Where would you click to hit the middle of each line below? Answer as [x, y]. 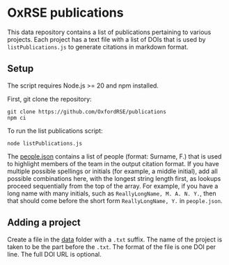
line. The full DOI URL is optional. [55, 254]
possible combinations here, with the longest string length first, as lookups [114, 178]
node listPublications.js [45, 143]
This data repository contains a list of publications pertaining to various [109, 32]
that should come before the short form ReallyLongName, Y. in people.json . [115, 200]
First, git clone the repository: [49, 99]
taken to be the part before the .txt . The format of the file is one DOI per [112, 247]
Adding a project [44, 223]
